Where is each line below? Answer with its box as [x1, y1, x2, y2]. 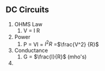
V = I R [23, 27, 40, 34]
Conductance [14, 47, 49, 54]
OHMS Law [14, 20, 43, 27]
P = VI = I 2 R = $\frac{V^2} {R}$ [23, 39, 100, 48]
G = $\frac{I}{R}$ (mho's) [23, 53, 87, 60]
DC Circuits [5, 5, 49, 15]
